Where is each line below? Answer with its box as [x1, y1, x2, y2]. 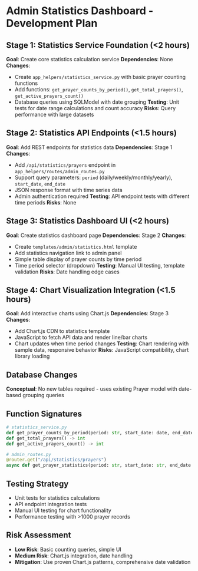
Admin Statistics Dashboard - [6, 4, 154, 18]
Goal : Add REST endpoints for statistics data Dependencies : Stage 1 [6, 143, 173, 151]
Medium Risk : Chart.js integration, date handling [14, 552, 133, 559]
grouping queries [22, 392, 65, 399]
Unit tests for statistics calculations [14, 494, 100, 501]
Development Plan [6, 16, 98, 30]
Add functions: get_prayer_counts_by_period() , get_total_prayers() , [14, 86, 183, 93]
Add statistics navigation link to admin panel [14, 249, 122, 256]
